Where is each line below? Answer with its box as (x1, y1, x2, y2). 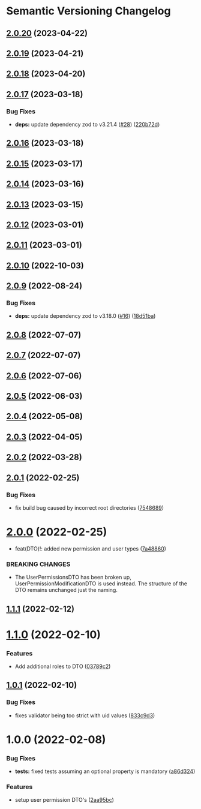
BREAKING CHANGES (6, 560, 71, 568)
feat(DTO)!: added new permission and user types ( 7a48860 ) (14, 545, 167, 552)
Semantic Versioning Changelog (6, 4, 171, 18)
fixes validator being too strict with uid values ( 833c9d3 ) (14, 712, 155, 719)
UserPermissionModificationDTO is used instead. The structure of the (14, 580, 188, 587)
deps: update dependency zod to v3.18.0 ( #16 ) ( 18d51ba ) (14, 312, 156, 320)
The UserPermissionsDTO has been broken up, (14, 574, 132, 581)
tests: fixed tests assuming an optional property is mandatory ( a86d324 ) (14, 768, 196, 775)
